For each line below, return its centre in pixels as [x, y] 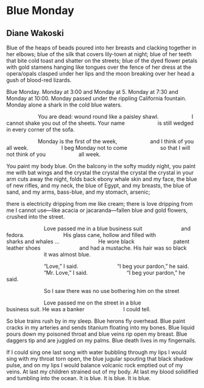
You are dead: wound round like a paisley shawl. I [115, 117]
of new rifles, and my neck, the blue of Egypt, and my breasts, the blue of [98, 185]
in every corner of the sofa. [40, 129]
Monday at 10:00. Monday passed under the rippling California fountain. [97, 98]
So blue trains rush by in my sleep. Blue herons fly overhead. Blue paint [96, 321]
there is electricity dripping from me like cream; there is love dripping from [100, 204]
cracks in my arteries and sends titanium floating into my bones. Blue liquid [100, 327]
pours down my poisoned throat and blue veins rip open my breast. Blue [97, 334]
